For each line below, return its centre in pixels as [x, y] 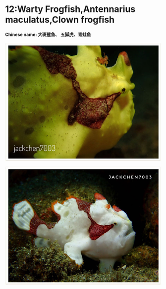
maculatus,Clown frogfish [60, 20]
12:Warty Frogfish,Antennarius [70, 9]
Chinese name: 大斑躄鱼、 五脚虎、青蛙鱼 [48, 34]
